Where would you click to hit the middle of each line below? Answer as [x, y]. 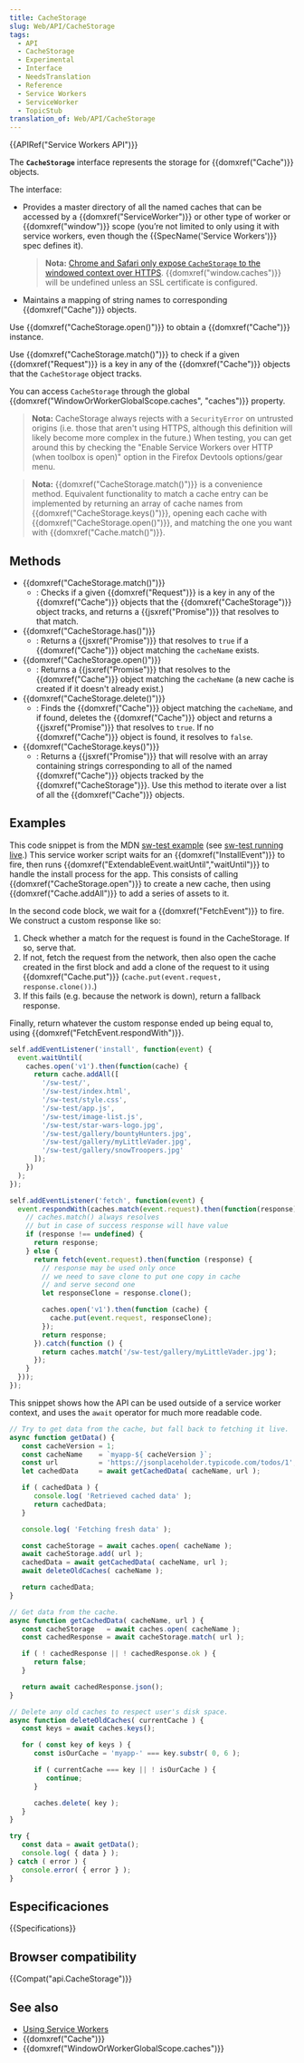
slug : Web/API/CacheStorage [62, 26]
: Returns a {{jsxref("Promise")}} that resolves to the [133, 669]
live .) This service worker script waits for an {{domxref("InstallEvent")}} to [147, 854]
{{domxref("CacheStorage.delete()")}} [94, 698]
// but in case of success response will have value [127, 1226]
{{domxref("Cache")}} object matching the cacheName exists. [147, 650]
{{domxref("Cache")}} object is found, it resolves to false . [144, 736]
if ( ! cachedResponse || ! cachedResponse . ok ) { [119, 1654]
